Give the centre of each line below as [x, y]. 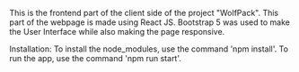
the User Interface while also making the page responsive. [117, 32]
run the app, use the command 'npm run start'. [96, 58]
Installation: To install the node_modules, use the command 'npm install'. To [149, 49]
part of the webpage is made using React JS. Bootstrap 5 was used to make [149, 22]
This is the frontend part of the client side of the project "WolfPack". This [144, 13]
